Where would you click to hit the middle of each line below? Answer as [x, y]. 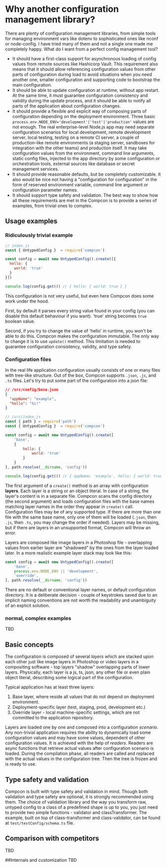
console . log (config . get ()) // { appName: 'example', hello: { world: [78, 476]
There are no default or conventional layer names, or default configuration [81, 590]
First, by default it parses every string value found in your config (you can [80, 310]
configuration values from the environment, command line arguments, [83, 153]
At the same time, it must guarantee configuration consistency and [80, 95]
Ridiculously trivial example [39, 235]
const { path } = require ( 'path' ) [41, 422]
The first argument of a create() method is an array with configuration [77, 485]
